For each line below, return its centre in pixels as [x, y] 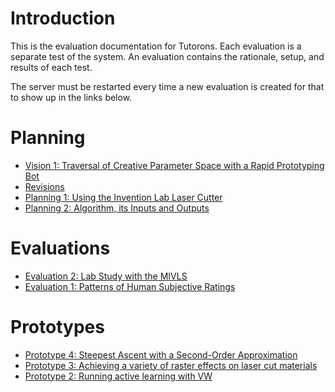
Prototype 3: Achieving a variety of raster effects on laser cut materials [171, 365]
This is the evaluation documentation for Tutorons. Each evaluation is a [156, 46]
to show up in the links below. [71, 97]
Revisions [44, 186]
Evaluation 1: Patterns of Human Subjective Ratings [130, 286]
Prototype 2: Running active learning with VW [118, 376]
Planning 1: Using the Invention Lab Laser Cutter [123, 197]
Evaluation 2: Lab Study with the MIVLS [106, 276]
